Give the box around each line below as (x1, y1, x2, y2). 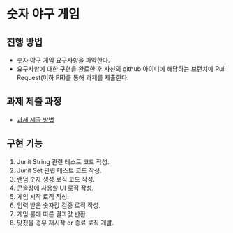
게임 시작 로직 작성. (16, 192, 69, 200)
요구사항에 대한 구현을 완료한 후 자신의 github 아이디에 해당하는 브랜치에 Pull (16, 65, 226, 73)
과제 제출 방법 (16, 115, 54, 124)
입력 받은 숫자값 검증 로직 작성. (16, 201, 100, 209)
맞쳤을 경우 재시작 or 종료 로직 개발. (16, 218, 114, 227)
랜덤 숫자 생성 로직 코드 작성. (16, 175, 96, 183)
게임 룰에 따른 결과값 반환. (16, 209, 88, 218)
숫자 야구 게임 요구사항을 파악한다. (16, 56, 110, 64)
